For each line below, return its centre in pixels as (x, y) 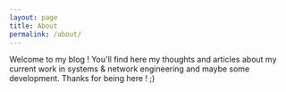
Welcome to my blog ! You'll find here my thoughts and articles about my (143, 60)
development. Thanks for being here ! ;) (82, 79)
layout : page (34, 17)
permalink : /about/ (46, 34)
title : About (34, 26)
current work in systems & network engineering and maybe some (130, 69)
